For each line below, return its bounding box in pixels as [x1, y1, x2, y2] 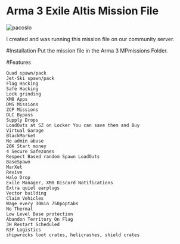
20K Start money [6, 143, 46, 149]
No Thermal [6, 206, 33, 212]
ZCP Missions [6, 106, 39, 113]
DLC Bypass [6, 112, 33, 118]
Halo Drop [6, 174, 31, 180]
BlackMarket [6, 132, 36, 138]
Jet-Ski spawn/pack [6, 75, 55, 81]
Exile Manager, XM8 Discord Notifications [6, 180, 113, 186]
